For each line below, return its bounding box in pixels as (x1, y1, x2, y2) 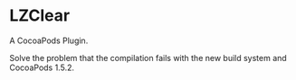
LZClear (9, 5, 71, 26)
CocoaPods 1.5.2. (9, 62, 75, 73)
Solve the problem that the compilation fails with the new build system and (9, 52, 287, 63)
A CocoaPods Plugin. (9, 35, 89, 46)
